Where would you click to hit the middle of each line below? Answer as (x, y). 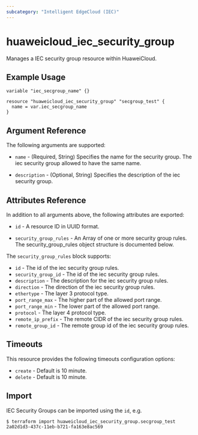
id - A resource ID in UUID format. (57, 226)
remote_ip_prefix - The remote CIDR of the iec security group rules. (99, 319)
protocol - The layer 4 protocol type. (60, 313)
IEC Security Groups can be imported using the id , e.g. (74, 410)
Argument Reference (46, 130)
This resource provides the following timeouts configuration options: (91, 358)
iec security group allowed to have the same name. (78, 163)
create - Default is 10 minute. (51, 371)
